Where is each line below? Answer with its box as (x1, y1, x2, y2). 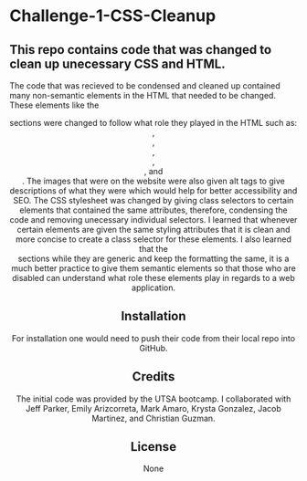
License (131, 439, 176, 455)
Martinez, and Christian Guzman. (90, 413, 217, 423)
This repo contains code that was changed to (9, 42, 272, 58)
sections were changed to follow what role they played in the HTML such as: (9, 118, 298, 128)
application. (131, 282, 176, 293)
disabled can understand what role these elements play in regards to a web (12, 273, 295, 283)
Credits (132, 369, 175, 384)
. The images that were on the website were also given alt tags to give (22, 175, 285, 186)
